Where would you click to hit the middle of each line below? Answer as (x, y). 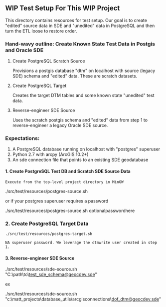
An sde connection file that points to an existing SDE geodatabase (80, 160)
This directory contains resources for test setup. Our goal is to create (76, 20)
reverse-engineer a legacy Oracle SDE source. (60, 125)
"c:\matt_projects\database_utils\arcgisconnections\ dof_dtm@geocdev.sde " (83, 299)
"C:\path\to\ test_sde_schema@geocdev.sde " (51, 274)
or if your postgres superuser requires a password (57, 201)
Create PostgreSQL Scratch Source (49, 61)
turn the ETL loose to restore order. (41, 31)
